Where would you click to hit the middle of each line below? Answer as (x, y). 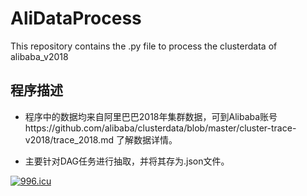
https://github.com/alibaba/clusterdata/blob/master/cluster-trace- (160, 128)
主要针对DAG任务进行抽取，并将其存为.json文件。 (127, 161)
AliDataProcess (76, 18)
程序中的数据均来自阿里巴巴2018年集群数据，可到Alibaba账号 (151, 116)
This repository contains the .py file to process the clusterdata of (144, 46)
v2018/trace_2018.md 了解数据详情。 (101, 139)
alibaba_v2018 (39, 56)
